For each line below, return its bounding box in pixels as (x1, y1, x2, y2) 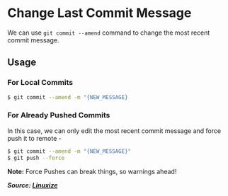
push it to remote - (7, 134, 62, 142)
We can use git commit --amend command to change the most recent (7, 28, 210, 37)
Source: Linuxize (7, 180, 58, 189)
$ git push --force (7, 154, 65, 161)
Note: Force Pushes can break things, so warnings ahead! (7, 167, 177, 175)
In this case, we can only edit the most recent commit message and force (7, 126, 222, 135)
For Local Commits (7, 78, 74, 88)
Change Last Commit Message (7, 5, 192, 21)
